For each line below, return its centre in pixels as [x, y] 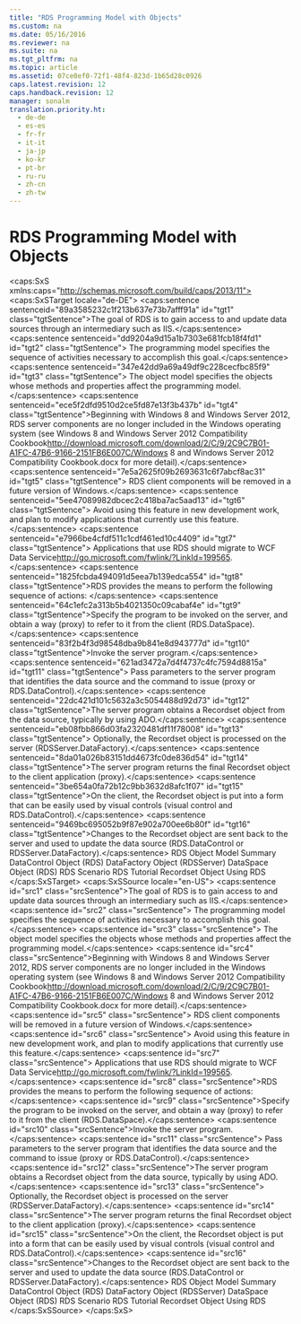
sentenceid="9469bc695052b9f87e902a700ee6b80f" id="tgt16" [130, 824]
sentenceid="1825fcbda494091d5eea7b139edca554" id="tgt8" [126, 576]
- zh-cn [32, 185]
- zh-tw [32, 193]
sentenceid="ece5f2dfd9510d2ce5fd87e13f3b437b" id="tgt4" [124, 405]
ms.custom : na [36, 26]
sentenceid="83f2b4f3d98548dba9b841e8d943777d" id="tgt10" [130, 643]
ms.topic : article [43, 68]
